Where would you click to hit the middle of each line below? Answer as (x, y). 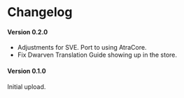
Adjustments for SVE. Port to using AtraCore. (82, 48)
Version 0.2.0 (28, 31)
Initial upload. (27, 86)
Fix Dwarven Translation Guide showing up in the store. (97, 55)
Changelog (40, 12)
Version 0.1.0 (27, 71)
